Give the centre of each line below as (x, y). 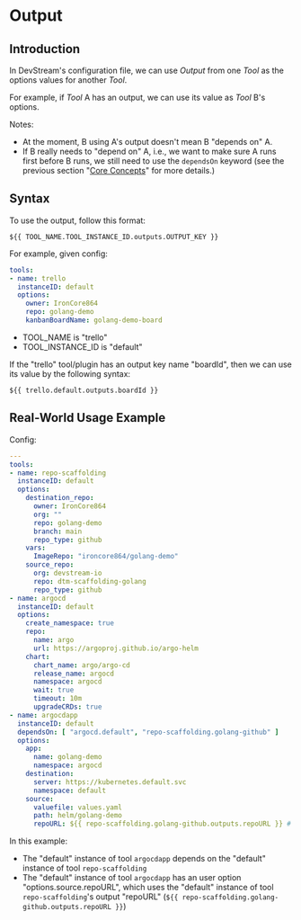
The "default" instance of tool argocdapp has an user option (132, 878)
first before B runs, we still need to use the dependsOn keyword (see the (153, 161)
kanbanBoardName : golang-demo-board (94, 320)
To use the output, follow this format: (78, 220)
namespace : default (69, 790)
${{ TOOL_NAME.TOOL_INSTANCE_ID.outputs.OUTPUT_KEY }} (114, 237)
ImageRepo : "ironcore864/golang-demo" (106, 557)
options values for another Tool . (68, 80)
